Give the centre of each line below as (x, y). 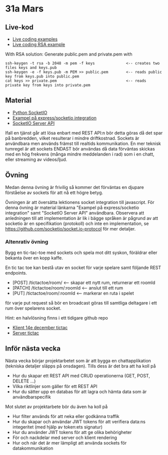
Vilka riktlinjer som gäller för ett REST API (55, 386)
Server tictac (25, 332)
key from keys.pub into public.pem (42, 76)
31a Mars (24, 9)
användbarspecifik (31, 397)
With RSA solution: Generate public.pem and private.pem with (69, 54)
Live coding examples (35, 39)
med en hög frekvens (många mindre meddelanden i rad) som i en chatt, (80, 154)
